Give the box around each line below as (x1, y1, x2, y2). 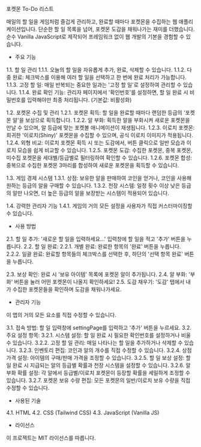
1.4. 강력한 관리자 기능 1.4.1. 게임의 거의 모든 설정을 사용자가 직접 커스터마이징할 (6, 202, 193, 209)
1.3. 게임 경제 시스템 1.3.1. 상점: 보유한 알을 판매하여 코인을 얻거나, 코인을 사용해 (6, 174, 192, 182)
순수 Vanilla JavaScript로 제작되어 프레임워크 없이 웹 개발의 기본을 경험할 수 (6, 33, 185, 40)
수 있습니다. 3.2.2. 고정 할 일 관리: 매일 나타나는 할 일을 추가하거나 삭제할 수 (6, 339, 183, 346)
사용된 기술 (14, 397, 41, 404)
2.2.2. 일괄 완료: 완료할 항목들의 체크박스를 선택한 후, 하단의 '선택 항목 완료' (6, 250, 184, 257)
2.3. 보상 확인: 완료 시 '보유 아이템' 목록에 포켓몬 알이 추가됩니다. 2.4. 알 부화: (6, 271, 188, 278)
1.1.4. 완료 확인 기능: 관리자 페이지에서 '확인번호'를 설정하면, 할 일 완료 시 (19, 89, 188, 96)
